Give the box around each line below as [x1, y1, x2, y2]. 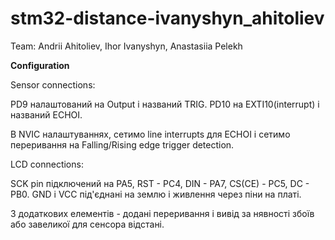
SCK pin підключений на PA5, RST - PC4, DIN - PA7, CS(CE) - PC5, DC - [10, 177, 310, 189]
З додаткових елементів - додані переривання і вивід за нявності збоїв [10, 207, 315, 219]
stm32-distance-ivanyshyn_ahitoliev [10, 7, 325, 30]
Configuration [10, 59, 70, 71]
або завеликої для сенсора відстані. [10, 218, 165, 230]
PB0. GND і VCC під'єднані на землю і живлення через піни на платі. [10, 188, 302, 200]
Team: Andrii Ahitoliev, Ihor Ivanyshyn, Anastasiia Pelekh [10, 40, 243, 52]
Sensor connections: [10, 78, 96, 91]
